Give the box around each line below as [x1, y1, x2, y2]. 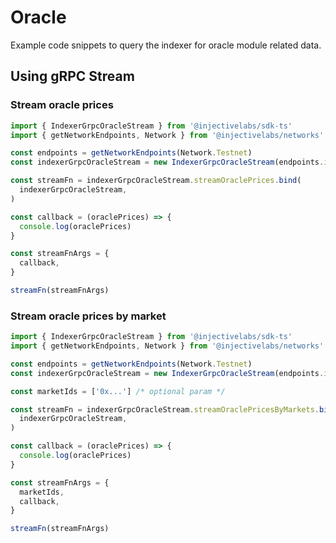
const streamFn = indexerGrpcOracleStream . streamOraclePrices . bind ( [10, 176, 302, 186]
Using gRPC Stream [10, 68, 135, 85]
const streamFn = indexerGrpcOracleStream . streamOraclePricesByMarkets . [10, 404, 320, 415]
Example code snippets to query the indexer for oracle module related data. [10, 39, 322, 51]
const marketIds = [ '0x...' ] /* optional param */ [10, 386, 226, 396]
